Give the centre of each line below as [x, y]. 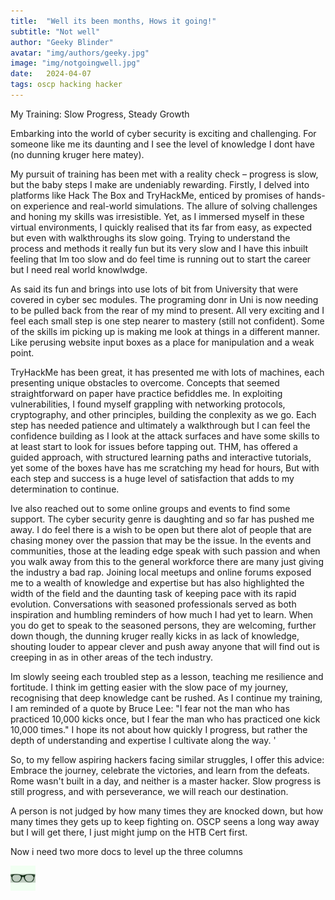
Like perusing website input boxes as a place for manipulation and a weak [162, 342]
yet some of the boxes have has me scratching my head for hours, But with [165, 467]
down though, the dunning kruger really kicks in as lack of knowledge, [155, 636]
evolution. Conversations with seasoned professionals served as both [153, 604]
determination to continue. [65, 489]
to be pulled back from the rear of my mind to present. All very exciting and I [167, 310]
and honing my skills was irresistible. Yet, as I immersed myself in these [157, 216]
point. [22, 352]
